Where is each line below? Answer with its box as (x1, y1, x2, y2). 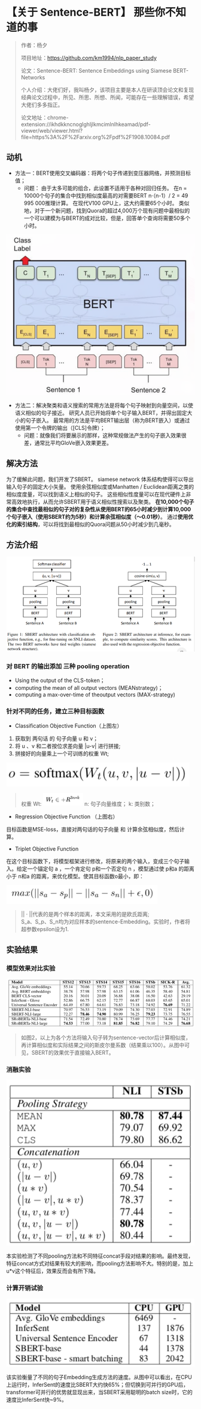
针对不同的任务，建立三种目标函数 (6, 707, 105, 716)
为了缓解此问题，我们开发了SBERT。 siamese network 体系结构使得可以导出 (6, 475, 194, 483)
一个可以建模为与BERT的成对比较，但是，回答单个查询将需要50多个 (23, 214, 191, 222)
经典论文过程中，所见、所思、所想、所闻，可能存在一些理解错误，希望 (20, 94, 194, 101)
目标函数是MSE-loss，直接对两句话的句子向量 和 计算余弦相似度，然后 (6, 825, 179, 833)
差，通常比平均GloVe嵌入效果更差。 (23, 439, 112, 447)
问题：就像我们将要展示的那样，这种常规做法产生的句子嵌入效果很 (23, 432, 187, 439)
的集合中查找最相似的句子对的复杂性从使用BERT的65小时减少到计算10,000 (6, 505, 191, 513)
